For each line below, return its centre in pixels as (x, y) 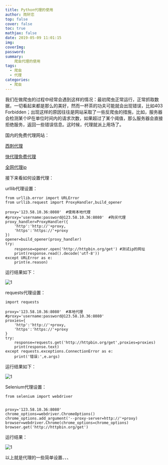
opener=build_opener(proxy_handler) (43, 239)
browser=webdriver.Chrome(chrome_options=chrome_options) (67, 423)
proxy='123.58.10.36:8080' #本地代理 (44, 312)
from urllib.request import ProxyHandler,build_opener (64, 202)
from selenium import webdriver (39, 396)
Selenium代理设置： (26, 387)
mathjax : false (21, 33)
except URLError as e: (29, 258)
